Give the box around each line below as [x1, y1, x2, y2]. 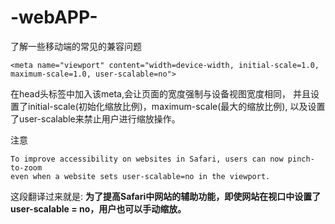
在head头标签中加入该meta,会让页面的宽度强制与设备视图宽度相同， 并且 [10, 87, 311, 100]
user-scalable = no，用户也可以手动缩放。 [10, 202, 187, 215]
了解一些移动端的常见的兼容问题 [10, 40, 142, 52]
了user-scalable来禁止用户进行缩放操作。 [10, 112, 181, 125]
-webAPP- [10, 6, 98, 29]
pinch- [287, 154, 315, 164]
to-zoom [10, 162, 43, 173]
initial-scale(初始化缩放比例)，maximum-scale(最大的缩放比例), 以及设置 [27, 100, 326, 112]
